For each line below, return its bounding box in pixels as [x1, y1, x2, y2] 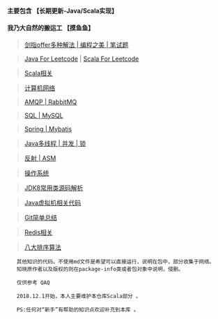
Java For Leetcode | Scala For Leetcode [24, 54, 139, 63]
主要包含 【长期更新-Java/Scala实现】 [7, 6, 118, 15]
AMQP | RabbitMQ [24, 98, 77, 106]
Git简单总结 [24, 213, 58, 221]
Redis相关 [24, 228, 54, 237]
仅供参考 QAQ [16, 279, 50, 286]
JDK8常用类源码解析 [24, 184, 84, 192]
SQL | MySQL [24, 111, 64, 119]
